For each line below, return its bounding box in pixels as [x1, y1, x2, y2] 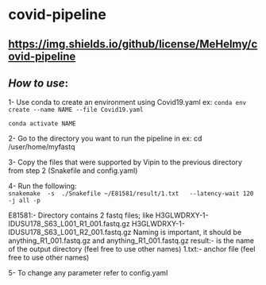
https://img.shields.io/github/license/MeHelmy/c [8, 37, 258, 51]
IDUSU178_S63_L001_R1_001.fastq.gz [8, 219, 130, 229]
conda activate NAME [8, 120, 77, 128]
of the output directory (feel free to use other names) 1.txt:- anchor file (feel [8, 245, 256, 254]
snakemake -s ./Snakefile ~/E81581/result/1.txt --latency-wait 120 [8, 190, 254, 198]
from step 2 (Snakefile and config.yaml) [8, 166, 138, 175]
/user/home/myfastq [8, 142, 75, 152]
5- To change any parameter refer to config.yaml [8, 268, 168, 278]
